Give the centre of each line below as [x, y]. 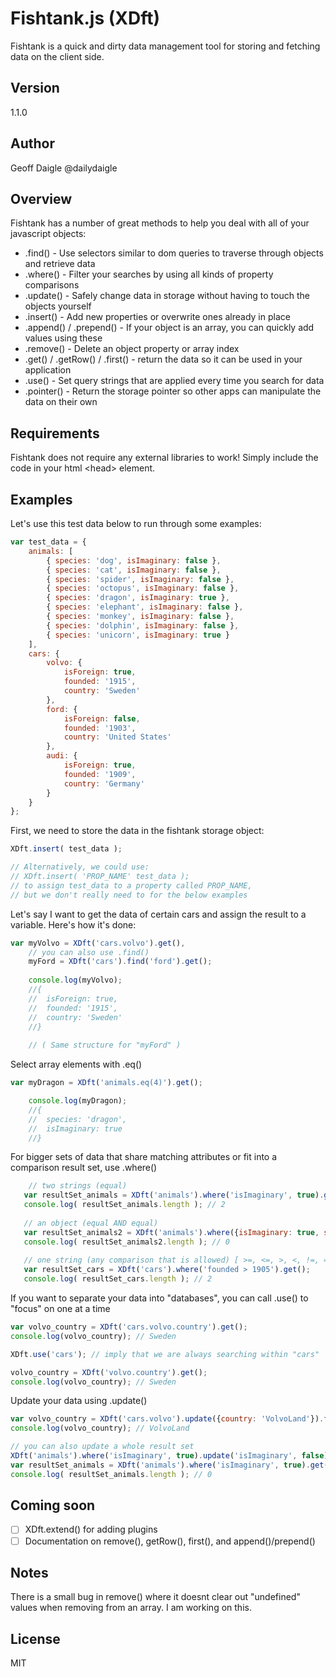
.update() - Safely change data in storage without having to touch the [167, 296]
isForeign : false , [102, 718]
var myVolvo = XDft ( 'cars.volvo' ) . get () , [98, 943]
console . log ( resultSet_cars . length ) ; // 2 [118, 1279]
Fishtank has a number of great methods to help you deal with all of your [160, 223]
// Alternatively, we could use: [80, 867]
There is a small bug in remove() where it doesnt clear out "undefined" [155, 1597]
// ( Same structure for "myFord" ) [105, 1045]
